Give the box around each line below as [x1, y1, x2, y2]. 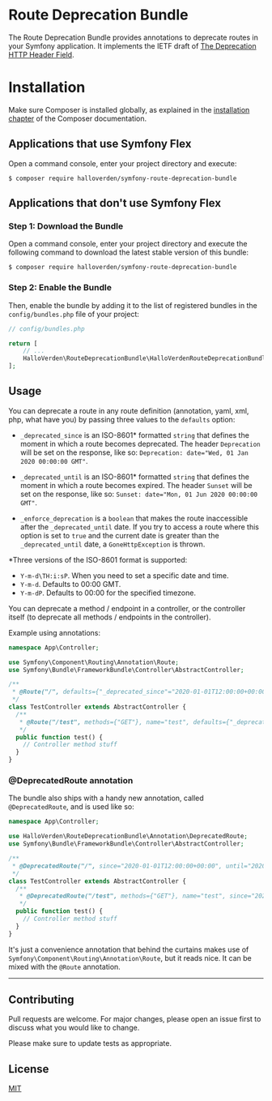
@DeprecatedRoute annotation [8, 775, 134, 786]
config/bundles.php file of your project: [8, 309, 140, 319]
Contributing [8, 993, 74, 1007]
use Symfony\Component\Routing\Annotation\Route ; [8, 658, 180, 666]
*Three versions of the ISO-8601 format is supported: [8, 555, 188, 564]
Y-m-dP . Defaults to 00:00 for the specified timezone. [19, 588, 197, 598]
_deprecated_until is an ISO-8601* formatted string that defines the [19, 472, 249, 482]
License [8, 1062, 49, 1076]
